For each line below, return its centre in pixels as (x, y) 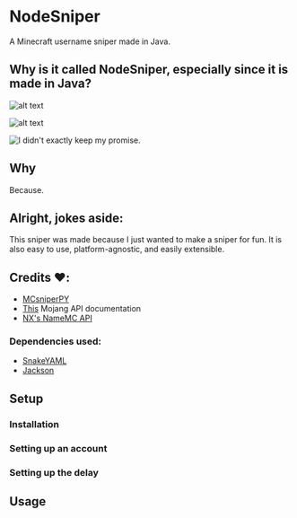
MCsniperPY (46, 299)
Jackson (38, 371)
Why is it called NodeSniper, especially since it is (149, 70)
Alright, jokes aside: (66, 218)
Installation (35, 424)
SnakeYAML (44, 361)
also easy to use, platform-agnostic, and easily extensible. (117, 250)
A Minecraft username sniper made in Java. (90, 41)
